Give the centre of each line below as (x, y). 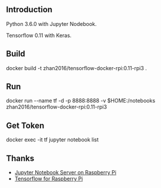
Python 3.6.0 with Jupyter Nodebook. (51, 24)
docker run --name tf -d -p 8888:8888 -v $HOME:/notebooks (81, 101)
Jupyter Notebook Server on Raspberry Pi (65, 173)
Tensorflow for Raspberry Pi (49, 179)
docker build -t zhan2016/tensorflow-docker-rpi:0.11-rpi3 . (76, 68)
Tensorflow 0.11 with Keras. (39, 35)
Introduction (29, 10)
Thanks (20, 158)
